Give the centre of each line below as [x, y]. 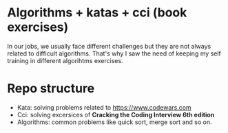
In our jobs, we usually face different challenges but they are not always [109, 46]
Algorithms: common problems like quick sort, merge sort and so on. [114, 122]
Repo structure [51, 89]
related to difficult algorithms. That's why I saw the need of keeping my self [114, 53]
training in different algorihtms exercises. [65, 60]
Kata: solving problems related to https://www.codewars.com [104, 107]
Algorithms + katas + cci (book [97, 13]
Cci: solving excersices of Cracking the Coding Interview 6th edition [116, 114]
